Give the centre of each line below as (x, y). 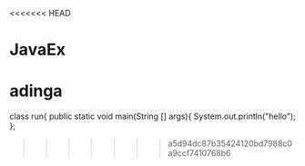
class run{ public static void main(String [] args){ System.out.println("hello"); (152, 116)
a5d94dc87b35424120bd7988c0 (230, 143)
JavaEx (38, 50)
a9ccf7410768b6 (199, 153)
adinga (36, 91)
